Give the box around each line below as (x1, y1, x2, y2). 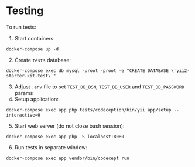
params (14, 89, 33, 96)
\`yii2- (171, 67, 190, 74)
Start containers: (14, 35, 55, 42)
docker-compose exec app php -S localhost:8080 (6, 134, 125, 139)
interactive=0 (6, 112, 41, 118)
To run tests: (6, 23, 36, 30)
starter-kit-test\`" (6, 73, 57, 79)
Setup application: (14, 96, 59, 103)
